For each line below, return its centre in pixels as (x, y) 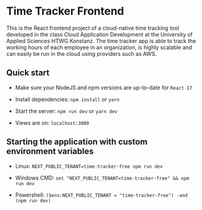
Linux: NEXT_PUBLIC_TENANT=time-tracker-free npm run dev (89, 166)
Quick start (28, 73)
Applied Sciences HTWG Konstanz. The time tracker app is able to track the (101, 41)
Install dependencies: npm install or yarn (67, 99)
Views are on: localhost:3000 (52, 123)
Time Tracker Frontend (65, 11)
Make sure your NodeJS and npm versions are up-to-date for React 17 (104, 87)
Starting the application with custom (77, 142)
